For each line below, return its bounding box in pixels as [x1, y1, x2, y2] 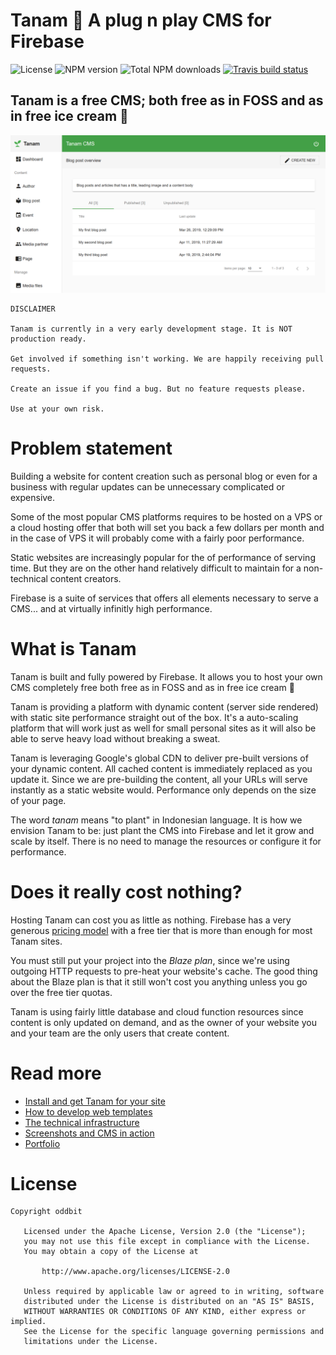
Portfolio [24, 1137, 61, 1149]
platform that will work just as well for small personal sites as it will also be [10, 722, 317, 734]
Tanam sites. [10, 935, 63, 947]
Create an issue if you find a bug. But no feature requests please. [10, 384, 307, 394]
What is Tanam [10, 637, 137, 660]
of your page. [10, 794, 67, 806]
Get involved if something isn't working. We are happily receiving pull [10, 354, 325, 364]
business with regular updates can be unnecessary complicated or [10, 480, 285, 493]
